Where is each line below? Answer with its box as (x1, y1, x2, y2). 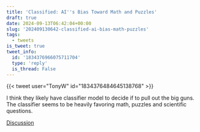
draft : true (6, 15, 37, 21)
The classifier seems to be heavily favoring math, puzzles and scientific (6, 101, 187, 108)
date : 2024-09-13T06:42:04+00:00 (6, 20, 92, 26)
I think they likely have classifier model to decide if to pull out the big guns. (6, 94, 194, 101)
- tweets (12, 37, 34, 43)
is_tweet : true (6, 43, 45, 50)
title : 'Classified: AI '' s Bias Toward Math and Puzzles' (6, 9, 157, 15)
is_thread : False (12, 65, 56, 72)
